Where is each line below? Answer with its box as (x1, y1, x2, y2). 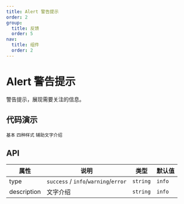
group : (6, 20, 23, 26)
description (9, 188, 41, 196)
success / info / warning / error (46, 177, 127, 186)
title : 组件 (11, 42, 40, 48)
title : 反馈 (11, 25, 40, 32)
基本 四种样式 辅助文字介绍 (6, 132, 63, 138)
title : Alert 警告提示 (6, 8, 59, 15)
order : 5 (11, 31, 33, 37)
